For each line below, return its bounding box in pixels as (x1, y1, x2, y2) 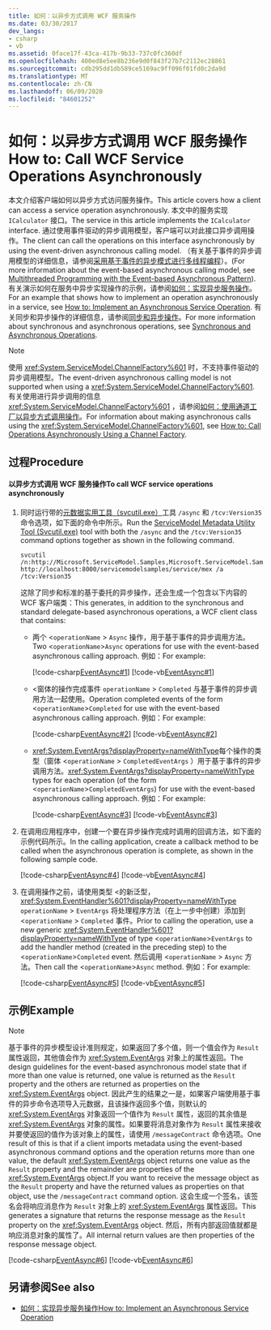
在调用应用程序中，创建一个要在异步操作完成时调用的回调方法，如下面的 (19, 826, 261, 836)
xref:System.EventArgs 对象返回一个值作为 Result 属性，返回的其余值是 (8, 1108, 248, 1118)
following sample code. (19, 854, 99, 864)
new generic (19, 924, 62, 934)
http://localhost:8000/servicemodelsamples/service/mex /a (19, 565, 224, 573)
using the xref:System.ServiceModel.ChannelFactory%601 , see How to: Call (8, 421, 261, 431)
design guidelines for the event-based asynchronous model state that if (8, 1061, 247, 1071)
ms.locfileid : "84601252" (8, 95, 95, 103)
